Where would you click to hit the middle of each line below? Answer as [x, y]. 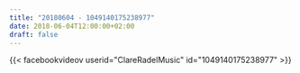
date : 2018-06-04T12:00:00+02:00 [72, 26]
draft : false [34, 34]
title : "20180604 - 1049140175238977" [82, 18]
